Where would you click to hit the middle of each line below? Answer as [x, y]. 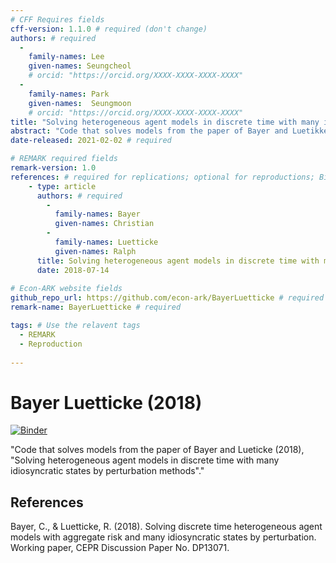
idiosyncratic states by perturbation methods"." [107, 471]
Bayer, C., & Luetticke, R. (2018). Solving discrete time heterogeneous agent [166, 527]
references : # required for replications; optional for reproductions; [162, 177]
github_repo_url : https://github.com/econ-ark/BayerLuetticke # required [167, 298]
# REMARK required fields [64, 159]
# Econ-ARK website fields [66, 289]
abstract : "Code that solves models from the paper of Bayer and [149, 131]
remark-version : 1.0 [53, 168]
